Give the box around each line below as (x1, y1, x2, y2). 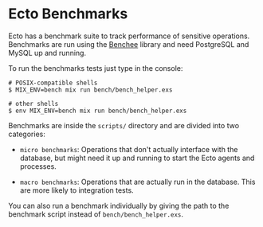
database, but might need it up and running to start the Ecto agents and (19, 153, 255, 162)
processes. (19, 161, 57, 171)
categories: (8, 129, 45, 139)
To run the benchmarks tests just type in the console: (8, 63, 183, 72)
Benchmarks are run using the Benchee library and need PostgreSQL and (8, 39, 249, 49)
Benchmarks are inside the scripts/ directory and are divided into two (8, 120, 240, 130)
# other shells (8, 100, 59, 108)
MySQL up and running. (8, 48, 86, 57)
